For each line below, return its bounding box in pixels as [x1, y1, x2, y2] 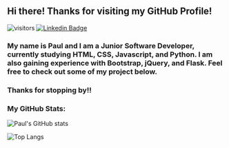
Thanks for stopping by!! [7, 85, 92, 95]
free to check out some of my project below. [7, 67, 157, 76]
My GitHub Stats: [7, 103, 66, 113]
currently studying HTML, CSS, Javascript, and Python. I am [7, 50, 213, 59]
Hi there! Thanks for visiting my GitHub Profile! [7, 6, 212, 17]
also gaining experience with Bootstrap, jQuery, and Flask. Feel [7, 58, 223, 67]
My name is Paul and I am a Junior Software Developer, [7, 41, 195, 50]
